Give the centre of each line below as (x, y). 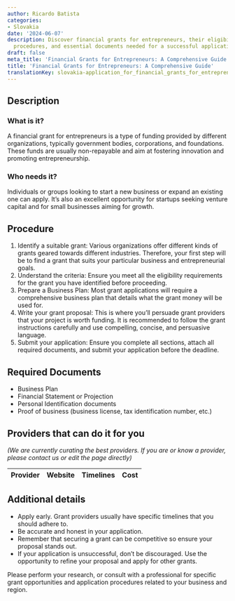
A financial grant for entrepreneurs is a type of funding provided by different (117, 136)
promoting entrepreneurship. (49, 158)
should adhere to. (43, 524)
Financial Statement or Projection (65, 396)
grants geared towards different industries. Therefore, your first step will (121, 253)
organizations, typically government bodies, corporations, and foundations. (116, 144)
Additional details (47, 500)
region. (17, 589)
